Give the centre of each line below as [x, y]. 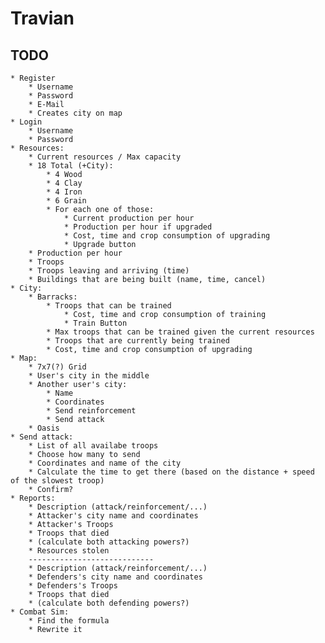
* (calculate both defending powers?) [109, 603]
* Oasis [44, 428]
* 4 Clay [64, 183]
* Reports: [33, 498]
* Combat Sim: [40, 612]
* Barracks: [53, 297]
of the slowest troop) [57, 481]
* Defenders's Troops [73, 586]
